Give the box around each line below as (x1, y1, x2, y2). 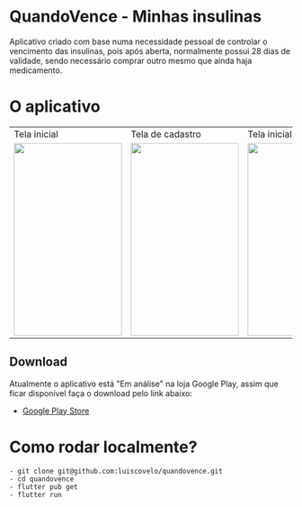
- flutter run (9, 490, 63, 499)
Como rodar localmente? (9, 437, 198, 457)
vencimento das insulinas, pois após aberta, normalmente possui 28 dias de (9, 45, 290, 56)
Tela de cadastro (130, 128, 202, 140)
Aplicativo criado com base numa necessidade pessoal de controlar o (9, 36, 268, 47)
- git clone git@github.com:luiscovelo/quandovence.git (9, 466, 223, 475)
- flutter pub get (9, 482, 78, 492)
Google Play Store (22, 405, 90, 416)
